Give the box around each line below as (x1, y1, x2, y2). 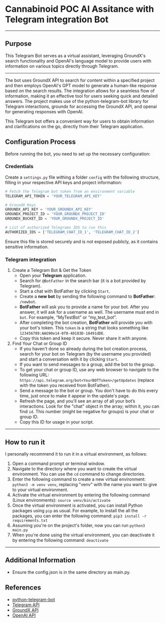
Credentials (5, 163, 33, 170)
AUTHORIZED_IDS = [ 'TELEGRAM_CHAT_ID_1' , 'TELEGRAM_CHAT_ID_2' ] (5, 230, 139, 234)
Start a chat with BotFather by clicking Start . (19, 288, 110, 294)
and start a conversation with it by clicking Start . (19, 356, 119, 362)
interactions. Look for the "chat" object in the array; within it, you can (19, 403, 160, 409)
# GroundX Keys (5, 202, 36, 207)
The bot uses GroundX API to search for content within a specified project (5, 77, 155, 83)
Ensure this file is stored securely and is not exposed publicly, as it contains (5, 238, 158, 244)
